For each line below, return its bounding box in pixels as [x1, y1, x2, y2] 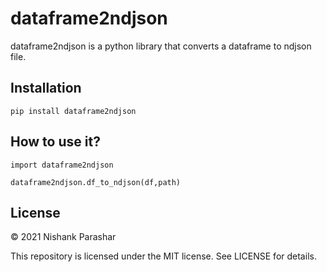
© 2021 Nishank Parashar [10, 231, 117, 243]
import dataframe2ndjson [10, 160, 114, 170]
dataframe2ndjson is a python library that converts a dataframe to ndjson [10, 40, 312, 52]
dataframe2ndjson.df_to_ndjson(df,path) [10, 177, 182, 187]
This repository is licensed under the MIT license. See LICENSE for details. [10, 250, 317, 262]
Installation [10, 80, 82, 97]
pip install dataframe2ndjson [10, 106, 137, 116]
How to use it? [10, 133, 101, 151]
